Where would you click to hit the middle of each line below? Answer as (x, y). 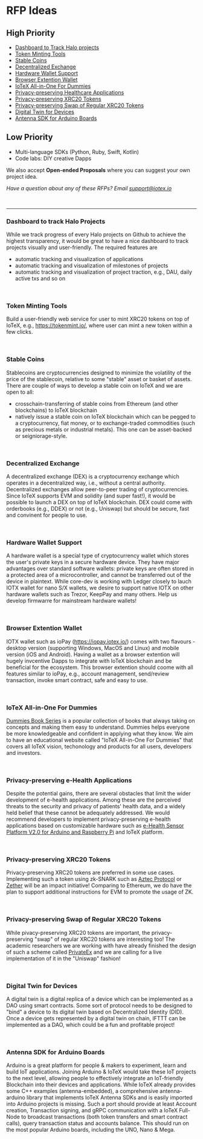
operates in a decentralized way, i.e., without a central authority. (86, 483)
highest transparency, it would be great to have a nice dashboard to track (98, 241)
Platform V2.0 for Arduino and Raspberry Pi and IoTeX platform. (85, 832)
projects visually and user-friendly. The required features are (82, 247)
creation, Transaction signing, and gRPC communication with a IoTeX (92, 1111)
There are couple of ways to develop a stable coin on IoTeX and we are (95, 385)
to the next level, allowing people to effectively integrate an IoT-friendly (95, 1078)
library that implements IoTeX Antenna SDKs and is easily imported (109, 1098)
